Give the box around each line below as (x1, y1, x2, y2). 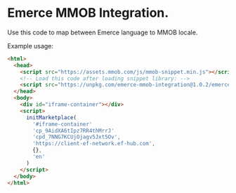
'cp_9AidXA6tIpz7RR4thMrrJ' (32, 127, 114, 134)
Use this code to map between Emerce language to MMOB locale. (7, 28, 198, 36)
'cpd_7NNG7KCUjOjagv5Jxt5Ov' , (32, 133, 121, 141)
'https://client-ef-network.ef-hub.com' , (32, 140, 156, 147)
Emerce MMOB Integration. (7, 5, 169, 21)
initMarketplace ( (25, 114, 77, 121)
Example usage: (7, 41, 54, 50)
